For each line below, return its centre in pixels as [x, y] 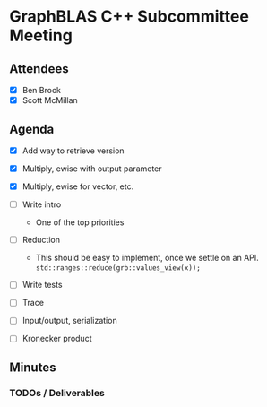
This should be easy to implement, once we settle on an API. [147, 258]
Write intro [42, 204]
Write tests [42, 285]
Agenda [32, 129]
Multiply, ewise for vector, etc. [78, 186]
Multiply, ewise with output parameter [92, 169]
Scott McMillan [50, 100]
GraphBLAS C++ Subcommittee [129, 17]
